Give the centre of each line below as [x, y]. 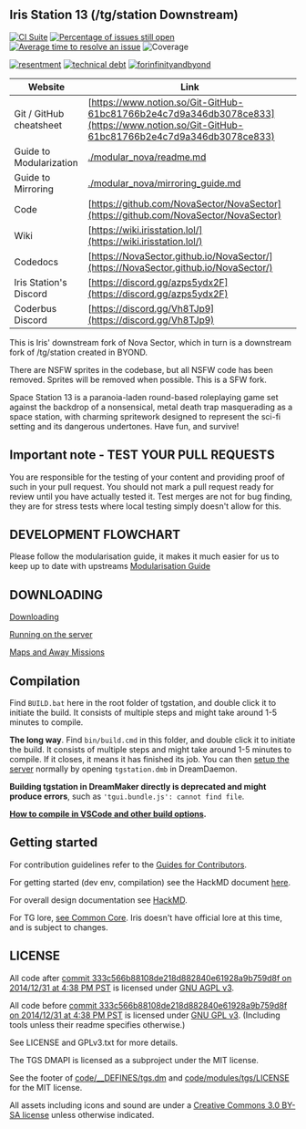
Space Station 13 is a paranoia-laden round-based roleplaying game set [144, 397]
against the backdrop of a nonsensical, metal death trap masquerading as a [151, 407]
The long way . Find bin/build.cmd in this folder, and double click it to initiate [153, 740]
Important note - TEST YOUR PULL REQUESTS [142, 455]
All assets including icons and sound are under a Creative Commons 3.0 [145, 1105]
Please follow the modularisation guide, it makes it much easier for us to [144, 556]
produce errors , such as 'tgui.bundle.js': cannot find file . [127, 796]
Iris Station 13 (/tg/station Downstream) [124, 15]
